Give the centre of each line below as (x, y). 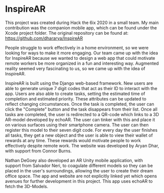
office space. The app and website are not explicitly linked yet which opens (81, 176)
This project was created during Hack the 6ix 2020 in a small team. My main (82, 23)
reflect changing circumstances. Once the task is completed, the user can (80, 104)
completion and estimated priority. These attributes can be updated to (76, 98)
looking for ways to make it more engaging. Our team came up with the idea (82, 53)
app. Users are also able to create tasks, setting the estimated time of (75, 94)
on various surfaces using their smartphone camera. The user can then (77, 125)
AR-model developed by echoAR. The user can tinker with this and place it (80, 120)
